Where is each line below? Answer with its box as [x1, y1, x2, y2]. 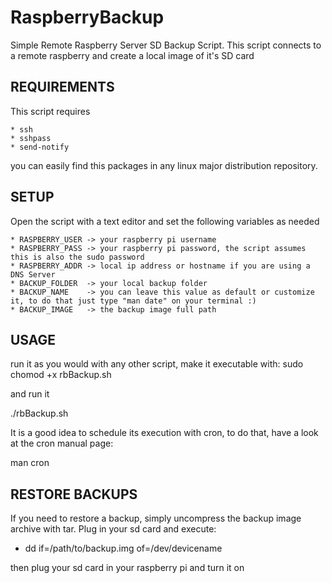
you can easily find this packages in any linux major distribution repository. [10, 159, 318, 171]
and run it [10, 388, 50, 400]
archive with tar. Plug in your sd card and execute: [10, 523, 217, 535]
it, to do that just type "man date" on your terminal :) [10, 296, 257, 306]
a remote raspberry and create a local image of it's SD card [10, 49, 255, 61]
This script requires [10, 105, 91, 117]
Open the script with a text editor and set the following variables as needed [10, 215, 320, 227]
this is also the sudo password [10, 252, 145, 262]
